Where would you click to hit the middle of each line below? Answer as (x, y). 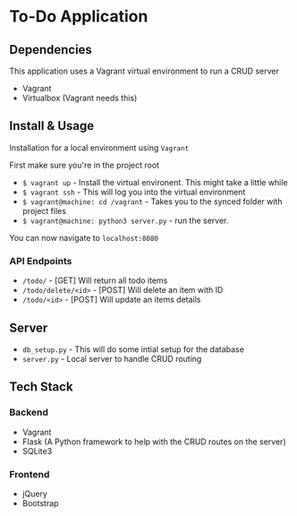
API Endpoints (41, 261)
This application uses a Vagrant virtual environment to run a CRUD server (144, 71)
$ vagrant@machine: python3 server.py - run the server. (125, 220)
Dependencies (51, 50)
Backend (29, 412)
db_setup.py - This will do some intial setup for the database (133, 349)
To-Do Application (79, 17)
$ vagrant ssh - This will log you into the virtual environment (134, 192)
